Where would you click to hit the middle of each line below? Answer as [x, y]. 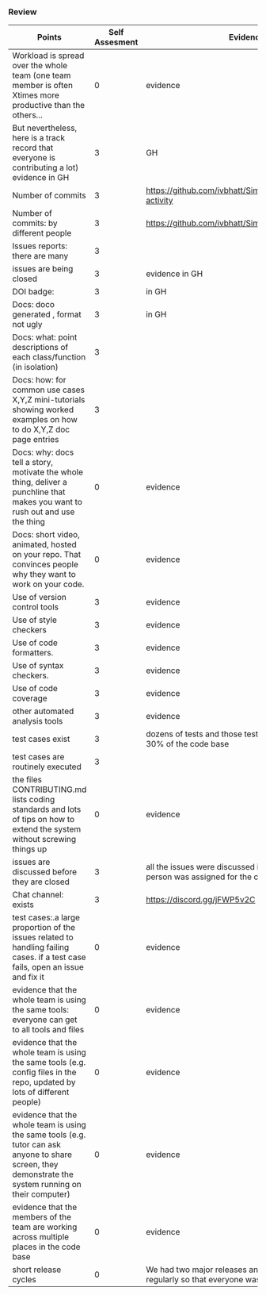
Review [23, 12]
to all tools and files [48, 1030]
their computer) [41, 1194]
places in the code [46, 1247]
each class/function [49, 357]
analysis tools [38, 721]
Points [49, 37]
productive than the [49, 106]
